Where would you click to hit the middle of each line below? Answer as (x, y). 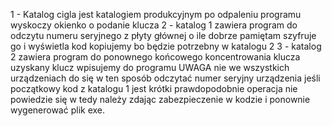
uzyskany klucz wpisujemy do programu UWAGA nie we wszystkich (150, 67)
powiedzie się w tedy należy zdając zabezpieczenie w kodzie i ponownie (160, 99)
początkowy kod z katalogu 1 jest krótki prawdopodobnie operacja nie (154, 88)
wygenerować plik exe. (58, 110)
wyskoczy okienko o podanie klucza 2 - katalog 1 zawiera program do (154, 25)
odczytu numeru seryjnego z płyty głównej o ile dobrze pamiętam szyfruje (163, 35)
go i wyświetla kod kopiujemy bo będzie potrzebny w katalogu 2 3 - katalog (166, 46)
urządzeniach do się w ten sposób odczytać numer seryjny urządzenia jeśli (165, 78)
